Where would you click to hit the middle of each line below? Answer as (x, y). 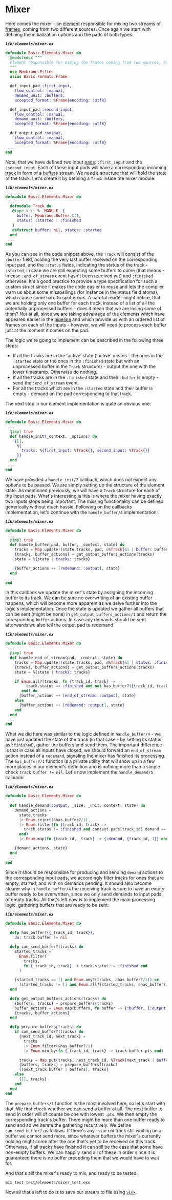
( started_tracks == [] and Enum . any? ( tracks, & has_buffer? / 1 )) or (87, 980)
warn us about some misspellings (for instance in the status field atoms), (82, 292)
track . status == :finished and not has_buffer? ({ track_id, (90, 686)
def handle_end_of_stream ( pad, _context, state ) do (66, 658)
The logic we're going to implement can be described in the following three (84, 340)
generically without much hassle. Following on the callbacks (69, 506)
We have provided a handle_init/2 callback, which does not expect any (81, 479)
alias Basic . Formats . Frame (39, 77)
